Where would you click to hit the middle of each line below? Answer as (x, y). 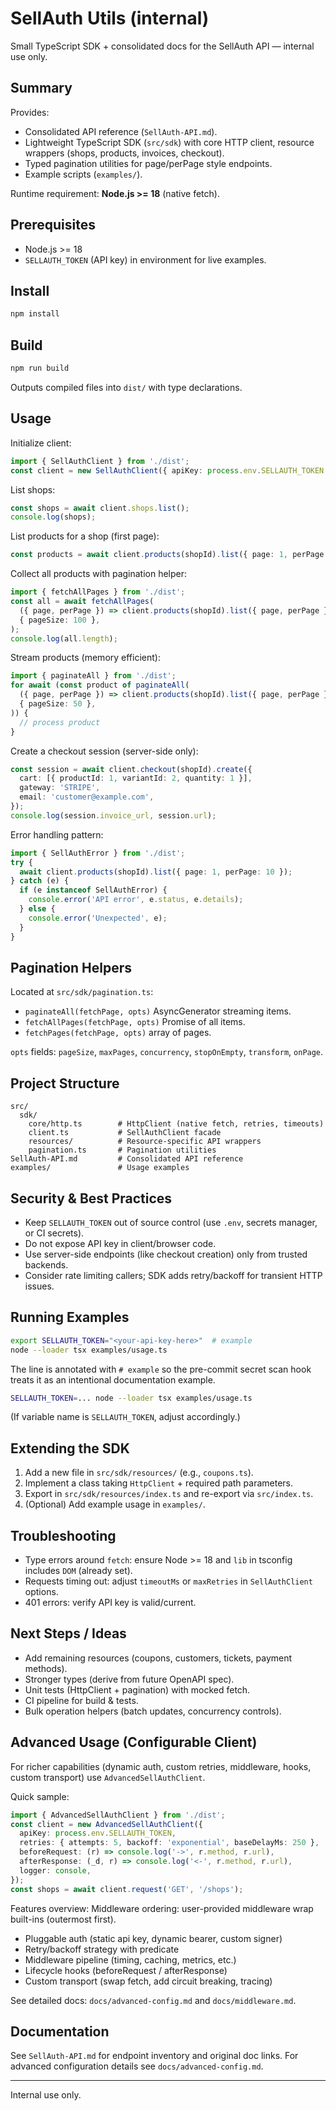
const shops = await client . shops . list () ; (100, 508)
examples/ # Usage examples (100, 1168)
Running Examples (70, 1317)
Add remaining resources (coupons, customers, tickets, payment (158, 1658)
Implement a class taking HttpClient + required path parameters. (158, 1483)
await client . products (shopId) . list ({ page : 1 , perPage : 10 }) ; (156, 872)
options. (41, 1591)
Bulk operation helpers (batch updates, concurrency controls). (153, 1711)
